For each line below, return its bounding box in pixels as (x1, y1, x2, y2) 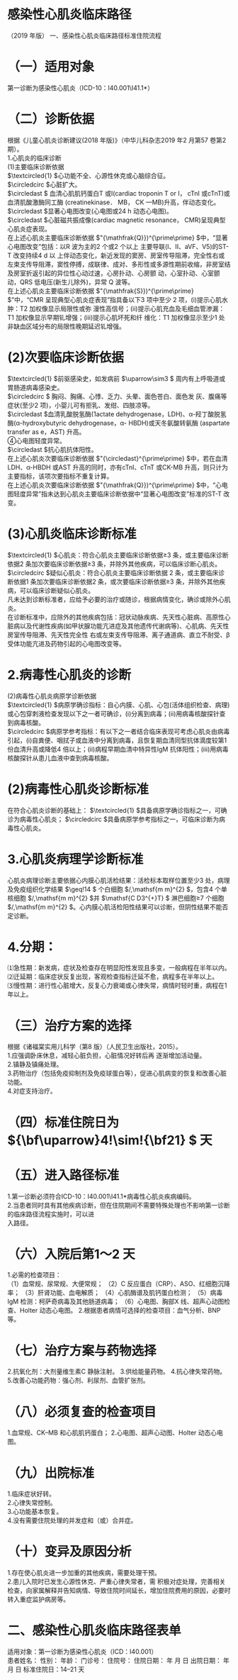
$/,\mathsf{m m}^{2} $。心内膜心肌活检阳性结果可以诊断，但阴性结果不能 (7, 902, 222, 911)
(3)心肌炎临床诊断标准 (7, 525, 137, 542)
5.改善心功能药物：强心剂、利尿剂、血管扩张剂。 (7, 1376, 149, 1385)
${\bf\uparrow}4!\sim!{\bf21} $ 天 (7, 1132, 212, 1148)
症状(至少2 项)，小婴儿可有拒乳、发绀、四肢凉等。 (7, 401, 154, 409)
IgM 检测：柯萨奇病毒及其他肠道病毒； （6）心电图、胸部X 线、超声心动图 (7, 1297, 225, 1306)
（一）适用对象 (7, 59, 95, 75)
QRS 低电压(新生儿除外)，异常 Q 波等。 (19, 277, 135, 286)
